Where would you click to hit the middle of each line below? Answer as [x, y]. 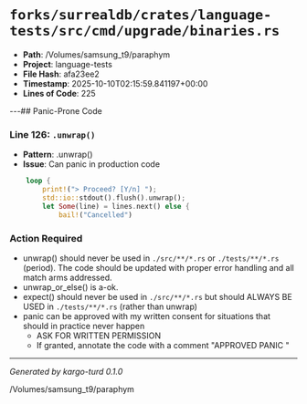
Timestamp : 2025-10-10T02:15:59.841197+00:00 [115, 83]
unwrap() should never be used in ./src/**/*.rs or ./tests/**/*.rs [151, 258]
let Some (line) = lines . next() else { [116, 206]
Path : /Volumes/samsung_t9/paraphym [96, 54]
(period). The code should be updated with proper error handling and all [158, 267]
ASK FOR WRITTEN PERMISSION [99, 336]
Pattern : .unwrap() [58, 155]
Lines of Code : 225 [59, 93]
